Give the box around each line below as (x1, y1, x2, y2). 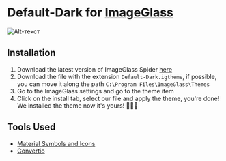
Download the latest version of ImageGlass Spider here (16, 65, 173, 73)
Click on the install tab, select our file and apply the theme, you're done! (16, 94, 220, 102)
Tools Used (7, 121, 56, 133)
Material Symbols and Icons (16, 139, 96, 147)
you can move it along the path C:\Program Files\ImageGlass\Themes (16, 80, 210, 88)
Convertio (16, 147, 46, 155)
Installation (7, 47, 56, 59)
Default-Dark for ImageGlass (7, 5, 174, 20)
